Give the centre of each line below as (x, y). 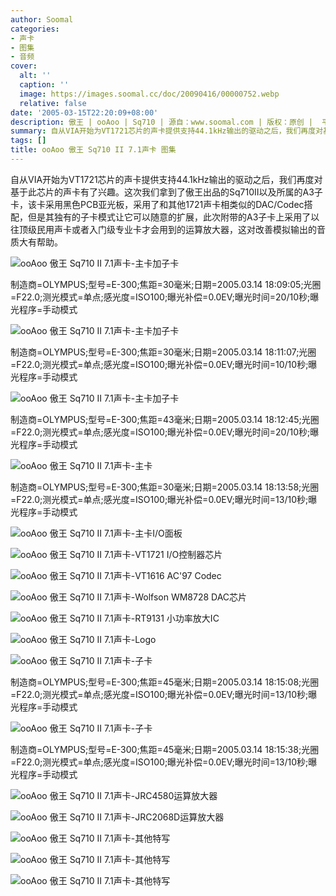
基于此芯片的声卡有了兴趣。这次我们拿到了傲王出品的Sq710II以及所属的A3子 (166, 192)
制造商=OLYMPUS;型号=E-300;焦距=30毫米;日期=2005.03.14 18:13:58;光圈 (165, 487)
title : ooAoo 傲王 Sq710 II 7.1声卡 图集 (93, 150)
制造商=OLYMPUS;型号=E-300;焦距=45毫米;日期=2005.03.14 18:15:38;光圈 (165, 749)
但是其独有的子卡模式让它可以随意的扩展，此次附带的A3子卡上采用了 (169, 217)
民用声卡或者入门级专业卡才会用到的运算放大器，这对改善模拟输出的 (176, 229)
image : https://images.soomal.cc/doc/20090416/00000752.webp (149, 94)
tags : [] (28, 141)
